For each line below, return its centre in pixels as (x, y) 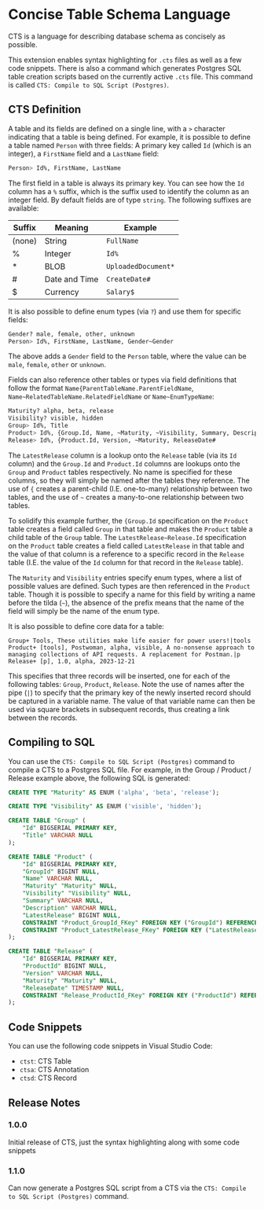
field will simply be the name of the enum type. (84, 611)
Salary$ (120, 292)
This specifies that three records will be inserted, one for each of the (119, 676)
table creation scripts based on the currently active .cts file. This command (131, 76)
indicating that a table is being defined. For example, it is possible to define (130, 137)
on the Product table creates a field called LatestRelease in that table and (126, 546)
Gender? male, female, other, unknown (71, 334)
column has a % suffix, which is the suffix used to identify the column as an (129, 191)
